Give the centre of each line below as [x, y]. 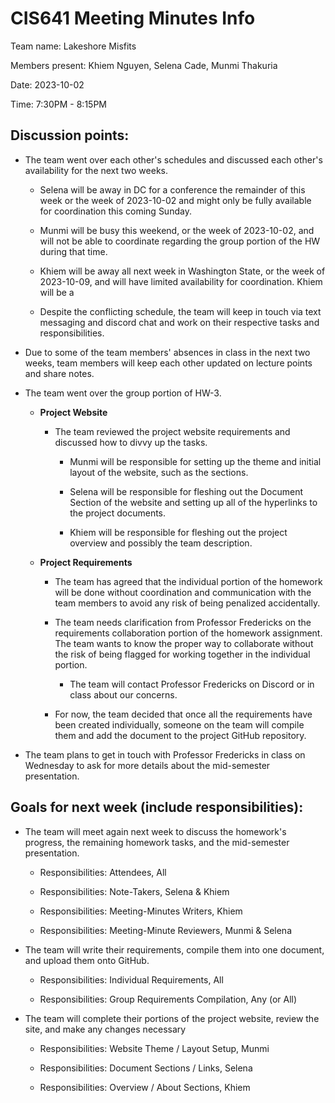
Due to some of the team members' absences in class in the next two [167, 352]
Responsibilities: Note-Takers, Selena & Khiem [134, 891]
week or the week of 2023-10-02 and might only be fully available [175, 200]
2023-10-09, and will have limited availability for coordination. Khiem [181, 281]
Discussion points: [70, 135]
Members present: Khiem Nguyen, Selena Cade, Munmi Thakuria [144, 65]
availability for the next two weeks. [96, 170]
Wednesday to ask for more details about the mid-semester [147, 765]
